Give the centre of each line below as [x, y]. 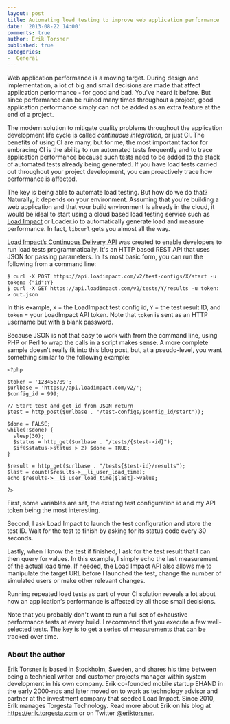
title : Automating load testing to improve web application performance [113, 20]
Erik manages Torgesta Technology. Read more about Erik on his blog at [109, 706]
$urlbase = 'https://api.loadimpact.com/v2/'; [75, 388]
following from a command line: [52, 264]
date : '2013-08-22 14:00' [44, 26]
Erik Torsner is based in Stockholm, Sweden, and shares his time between [112, 669]
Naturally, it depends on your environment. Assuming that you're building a [113, 199]
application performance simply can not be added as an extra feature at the [114, 107]
